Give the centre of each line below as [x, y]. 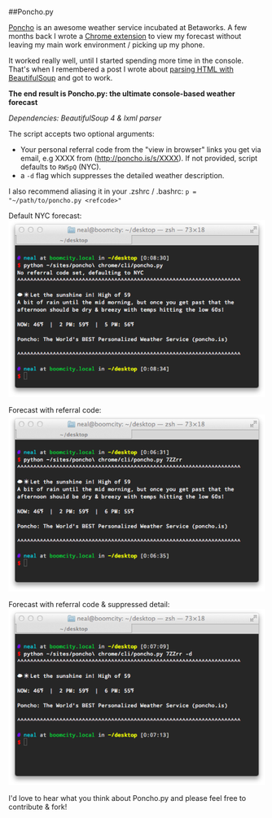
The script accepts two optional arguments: [81, 134]
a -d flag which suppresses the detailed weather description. [122, 175]
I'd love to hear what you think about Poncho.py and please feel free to [127, 798]
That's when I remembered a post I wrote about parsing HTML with [121, 69]
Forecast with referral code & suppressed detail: [89, 604]
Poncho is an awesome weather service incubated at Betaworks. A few [127, 27]
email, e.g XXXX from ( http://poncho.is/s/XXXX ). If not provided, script [139, 158]
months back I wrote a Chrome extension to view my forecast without [125, 36]
